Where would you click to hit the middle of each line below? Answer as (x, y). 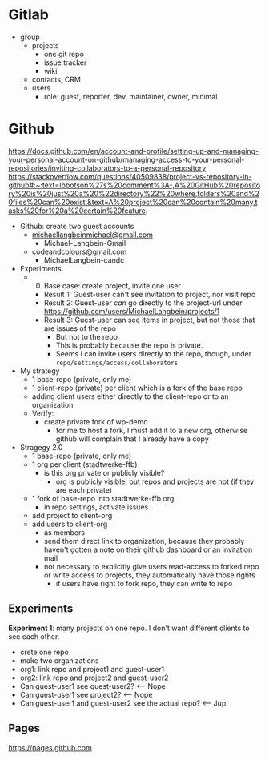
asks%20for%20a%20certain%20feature (77, 211)
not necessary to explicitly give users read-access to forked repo (151, 566)
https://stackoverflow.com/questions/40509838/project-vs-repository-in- (130, 176)
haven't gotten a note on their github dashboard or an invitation (148, 549)
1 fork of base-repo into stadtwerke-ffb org (103, 498)
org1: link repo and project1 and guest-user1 (92, 669)
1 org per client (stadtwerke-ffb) (84, 464)
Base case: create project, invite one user (112, 285)
